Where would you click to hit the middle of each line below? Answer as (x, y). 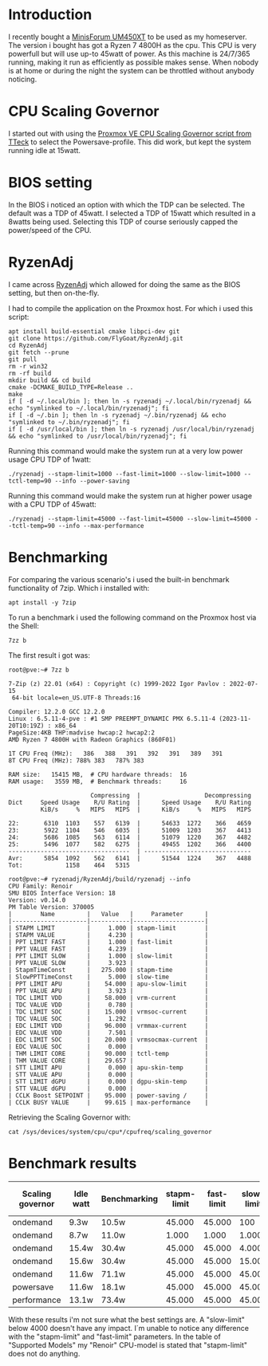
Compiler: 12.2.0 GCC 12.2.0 (57, 711)
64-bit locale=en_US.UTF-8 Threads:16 (76, 698)
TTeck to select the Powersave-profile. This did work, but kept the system (130, 142)
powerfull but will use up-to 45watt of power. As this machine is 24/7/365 (129, 53)
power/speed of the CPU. (50, 230)
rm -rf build (30, 373)
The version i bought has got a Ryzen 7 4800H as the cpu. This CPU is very (132, 45)
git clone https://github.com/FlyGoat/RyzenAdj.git (96, 338)
